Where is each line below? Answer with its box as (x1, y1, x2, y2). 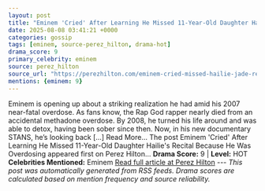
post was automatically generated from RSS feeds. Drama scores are (8, 166, 235, 175)
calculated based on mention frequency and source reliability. (8, 174, 211, 183)
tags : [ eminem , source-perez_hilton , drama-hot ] (8, 41, 171, 49)
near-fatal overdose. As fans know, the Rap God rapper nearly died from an (8, 107, 253, 116)
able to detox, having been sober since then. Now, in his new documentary (8, 123, 251, 134)
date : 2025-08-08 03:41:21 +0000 (8, 26, 118, 34)
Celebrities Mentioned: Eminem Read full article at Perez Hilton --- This (8, 157, 243, 167)
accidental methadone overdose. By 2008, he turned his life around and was (8, 116, 257, 125)
